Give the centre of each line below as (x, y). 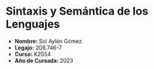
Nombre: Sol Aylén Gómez (48, 41)
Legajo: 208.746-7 (38, 48)
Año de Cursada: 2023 (44, 60)
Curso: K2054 (33, 54)
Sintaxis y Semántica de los (77, 11)
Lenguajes (33, 24)
